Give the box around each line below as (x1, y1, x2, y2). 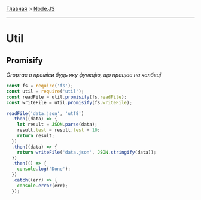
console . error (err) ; (17, 183, 68, 189)
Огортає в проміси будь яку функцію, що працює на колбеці (6, 71, 162, 78)
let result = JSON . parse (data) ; (17, 122, 98, 128)
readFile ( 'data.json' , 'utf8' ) (6, 110, 84, 116)
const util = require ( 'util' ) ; (6, 88, 84, 95)
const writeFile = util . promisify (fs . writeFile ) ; (6, 99, 133, 105)
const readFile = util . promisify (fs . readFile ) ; (6, 94, 127, 100)
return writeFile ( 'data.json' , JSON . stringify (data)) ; (17, 149, 157, 155)
